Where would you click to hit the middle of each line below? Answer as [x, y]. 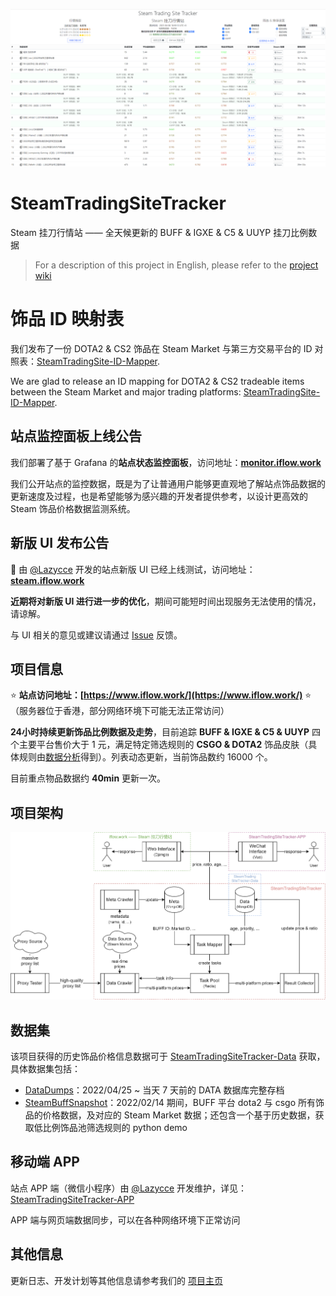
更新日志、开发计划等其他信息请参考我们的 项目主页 [116, 1280]
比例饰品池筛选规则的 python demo [115, 1127]
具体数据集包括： [45, 1068]
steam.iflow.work [47, 580]
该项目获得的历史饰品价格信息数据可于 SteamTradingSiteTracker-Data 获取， [168, 1056]
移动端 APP [45, 1162]
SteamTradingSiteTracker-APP [72, 1199]
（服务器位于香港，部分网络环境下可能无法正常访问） [120, 711]
